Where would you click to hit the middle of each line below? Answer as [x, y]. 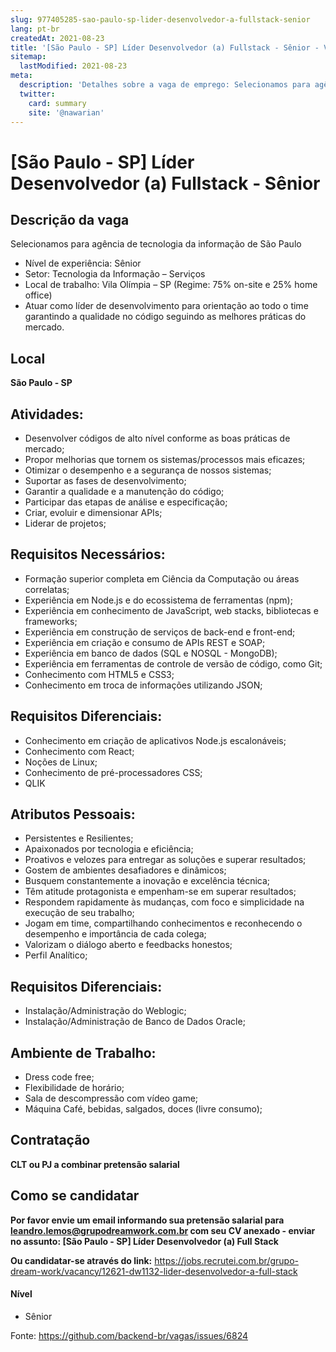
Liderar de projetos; [65, 523]
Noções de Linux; [61, 762]
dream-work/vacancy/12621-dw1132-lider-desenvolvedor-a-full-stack [154, 1271]
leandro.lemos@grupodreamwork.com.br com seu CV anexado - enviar [163, 1230]
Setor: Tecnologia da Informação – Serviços [115, 274]
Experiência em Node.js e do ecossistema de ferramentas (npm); [158, 600]
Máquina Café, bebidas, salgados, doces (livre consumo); [143, 1109]
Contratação [50, 1140]
